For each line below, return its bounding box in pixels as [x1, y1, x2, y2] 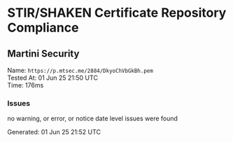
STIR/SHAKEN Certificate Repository [7, 5, 227, 21]
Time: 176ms [7, 81, 44, 89]
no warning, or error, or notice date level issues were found [7, 114, 178, 123]
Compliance [7, 20, 79, 36]
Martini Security [7, 48, 80, 59]
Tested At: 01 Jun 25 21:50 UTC [7, 73, 98, 82]
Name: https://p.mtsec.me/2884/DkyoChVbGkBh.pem [7, 66, 154, 74]
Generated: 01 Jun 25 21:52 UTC [7, 128, 101, 136]
